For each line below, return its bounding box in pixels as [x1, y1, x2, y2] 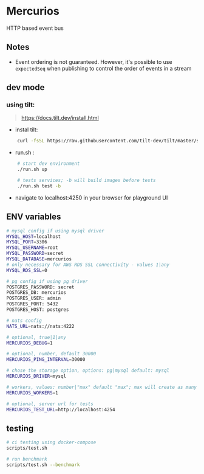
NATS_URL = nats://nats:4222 [6, 323, 75, 329]
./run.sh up [17, 166, 47, 173]
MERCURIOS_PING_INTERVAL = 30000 [6, 357, 86, 363]
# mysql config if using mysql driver [6, 228, 104, 234]
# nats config [6, 318, 42, 324]
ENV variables [6, 212, 61, 222]
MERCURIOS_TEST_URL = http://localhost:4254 [6, 406, 115, 413]
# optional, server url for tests [6, 400, 94, 407]
